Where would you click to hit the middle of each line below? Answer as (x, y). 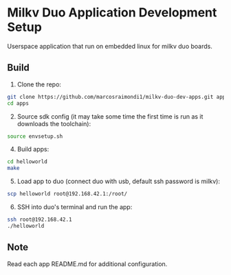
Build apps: (33, 150)
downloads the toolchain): (54, 123)
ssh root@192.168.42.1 (40, 219)
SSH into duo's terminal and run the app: (75, 207)
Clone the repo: (39, 84)
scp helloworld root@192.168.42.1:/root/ (67, 194)
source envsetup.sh (35, 136)
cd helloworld (27, 162)
